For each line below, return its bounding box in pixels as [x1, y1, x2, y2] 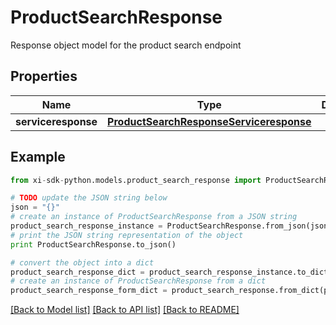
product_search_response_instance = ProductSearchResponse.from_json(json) [10, 221, 333, 231]
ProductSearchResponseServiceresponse [107, 114, 312, 128]
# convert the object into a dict [10, 257, 155, 268]
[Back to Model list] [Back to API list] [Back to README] [10, 304, 240, 316]
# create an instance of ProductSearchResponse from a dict [10, 276, 267, 286]
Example [10, 149, 66, 166]
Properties [10, 68, 78, 85]
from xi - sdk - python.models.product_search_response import [10, 175, 262, 185]
